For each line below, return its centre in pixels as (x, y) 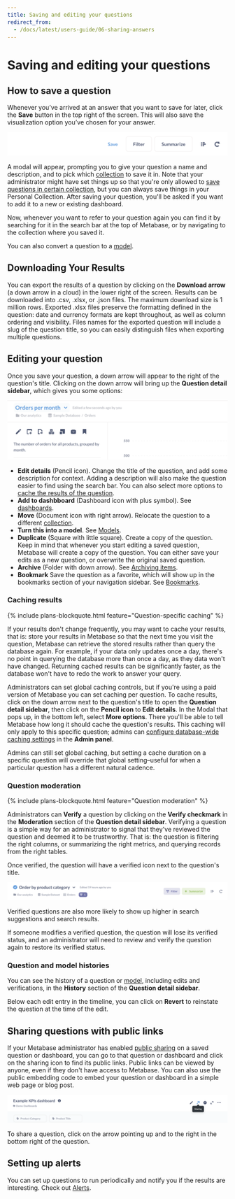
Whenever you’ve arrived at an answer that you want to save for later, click (115, 108)
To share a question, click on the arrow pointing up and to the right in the (112, 1134)
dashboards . (35, 508)
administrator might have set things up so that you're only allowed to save (114, 182)
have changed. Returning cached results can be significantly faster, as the (114, 666)
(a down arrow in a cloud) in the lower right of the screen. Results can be (112, 292)
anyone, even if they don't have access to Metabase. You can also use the (114, 1070)
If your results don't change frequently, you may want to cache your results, (116, 629)
